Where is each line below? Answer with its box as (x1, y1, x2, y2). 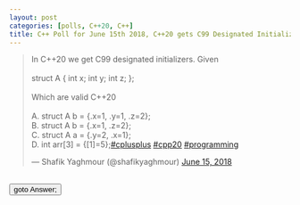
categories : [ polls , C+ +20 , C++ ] (9, 21, 134, 30)
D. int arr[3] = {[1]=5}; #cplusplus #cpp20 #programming (30, 139, 239, 150)
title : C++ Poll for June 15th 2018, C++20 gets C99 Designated (9, 29, 254, 38)
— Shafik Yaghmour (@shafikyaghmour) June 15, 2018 (30, 157, 232, 168)
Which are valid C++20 (30, 92, 117, 102)
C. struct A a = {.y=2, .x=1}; (30, 130, 132, 141)
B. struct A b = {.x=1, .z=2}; (30, 120, 132, 131)
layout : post (9, 12, 58, 22)
